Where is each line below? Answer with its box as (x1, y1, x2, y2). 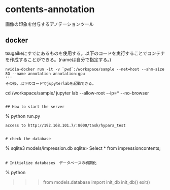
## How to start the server (5, 104, 65, 109)
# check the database (5, 136, 51, 141)
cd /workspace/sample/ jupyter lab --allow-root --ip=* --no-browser (5, 90, 149, 96)
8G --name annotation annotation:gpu (5, 71, 85, 76)
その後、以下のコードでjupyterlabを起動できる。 (5, 81, 96, 86)
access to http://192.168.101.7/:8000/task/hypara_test (5, 123, 126, 128)
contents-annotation (5, 4, 95, 15)
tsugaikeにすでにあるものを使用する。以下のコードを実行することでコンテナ (5, 50, 165, 56)
